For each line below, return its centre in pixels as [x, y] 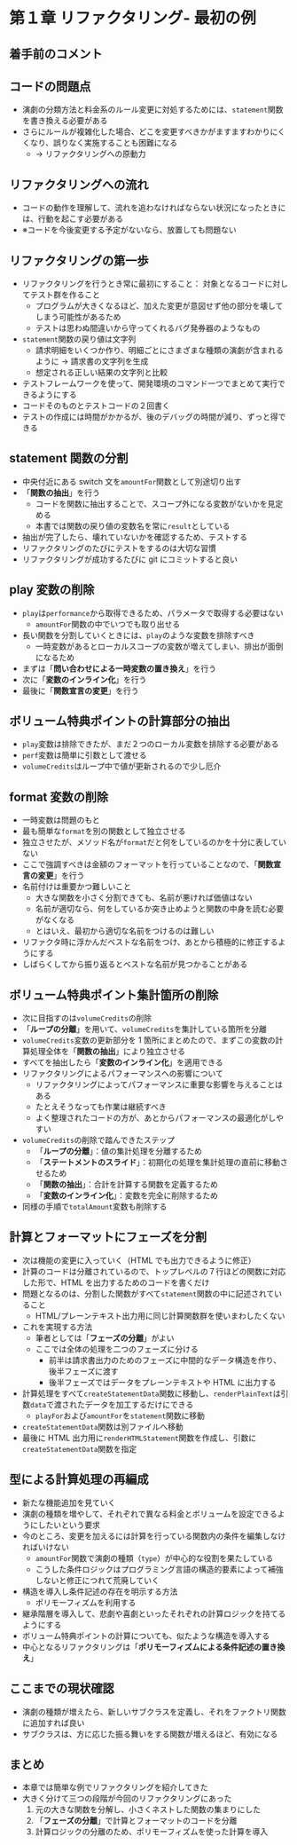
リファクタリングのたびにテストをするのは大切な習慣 [119, 548]
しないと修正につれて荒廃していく [97, 1580]
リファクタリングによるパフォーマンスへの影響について [123, 1074]
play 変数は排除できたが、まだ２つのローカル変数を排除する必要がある [150, 744]
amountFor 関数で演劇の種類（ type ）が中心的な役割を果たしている [154, 1557]
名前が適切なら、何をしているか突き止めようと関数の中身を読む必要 [160, 909]
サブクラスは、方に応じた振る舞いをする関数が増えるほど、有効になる [150, 1734]
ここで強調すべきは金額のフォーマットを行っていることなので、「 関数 [148, 864]
